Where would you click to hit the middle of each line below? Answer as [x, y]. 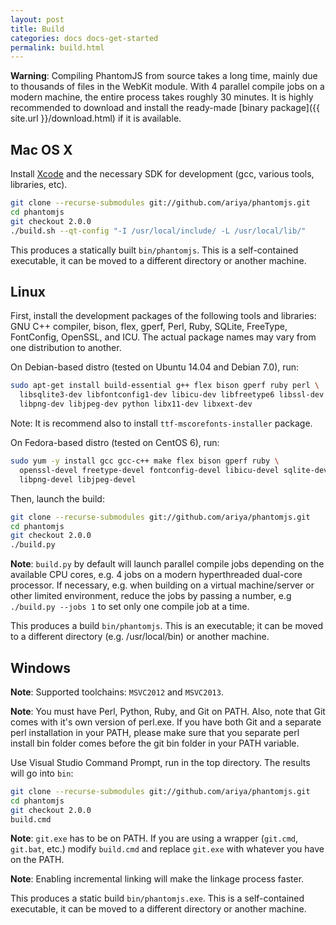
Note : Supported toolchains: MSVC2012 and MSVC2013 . [117, 692]
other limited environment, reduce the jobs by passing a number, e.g [151, 596]
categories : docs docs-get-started [84, 38]
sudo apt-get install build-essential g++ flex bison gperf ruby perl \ [165, 386]
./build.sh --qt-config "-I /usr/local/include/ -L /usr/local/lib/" [158, 231]
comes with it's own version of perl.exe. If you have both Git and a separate [166, 722]
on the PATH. [37, 860]
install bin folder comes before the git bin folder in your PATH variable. [155, 743]
